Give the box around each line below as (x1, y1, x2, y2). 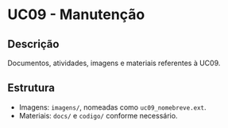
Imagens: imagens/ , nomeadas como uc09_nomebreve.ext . (18, 102, 207, 112)
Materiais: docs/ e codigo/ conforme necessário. (18, 111, 178, 120)
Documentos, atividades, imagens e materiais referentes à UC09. (7, 58, 221, 68)
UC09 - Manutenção (7, 6, 145, 24)
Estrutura (7, 81, 56, 95)
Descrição (7, 37, 60, 51)
